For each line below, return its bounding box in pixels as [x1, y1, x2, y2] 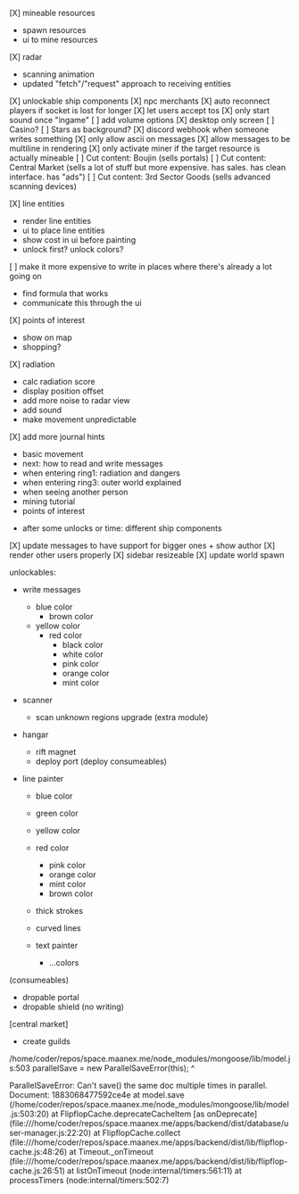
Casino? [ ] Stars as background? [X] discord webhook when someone [9, 124, 270, 135]
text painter [35, 941, 79, 950]
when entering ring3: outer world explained [21, 477, 181, 487]
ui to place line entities [21, 225, 105, 236]
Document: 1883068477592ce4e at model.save [9, 1090, 185, 1100]
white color [62, 649, 104, 659]
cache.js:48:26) [9, 1147, 68, 1157]
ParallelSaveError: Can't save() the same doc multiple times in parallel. [9, 1080, 268, 1090]
